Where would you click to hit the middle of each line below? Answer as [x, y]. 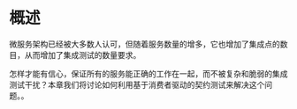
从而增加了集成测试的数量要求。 [83, 54]
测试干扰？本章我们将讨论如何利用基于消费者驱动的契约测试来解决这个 [137, 84]
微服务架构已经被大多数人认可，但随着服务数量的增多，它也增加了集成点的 [145, 44]
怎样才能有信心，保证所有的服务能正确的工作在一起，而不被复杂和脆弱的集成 [148, 73]
